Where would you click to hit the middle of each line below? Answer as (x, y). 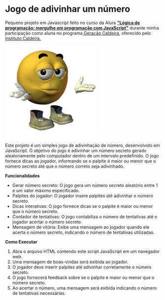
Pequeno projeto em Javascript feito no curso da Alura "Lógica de (73, 23)
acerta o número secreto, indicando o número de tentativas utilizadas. (83, 232)
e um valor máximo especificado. (46, 190)
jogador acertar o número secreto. (47, 222)
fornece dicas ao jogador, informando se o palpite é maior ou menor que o (81, 161)
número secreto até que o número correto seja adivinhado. (65, 166)
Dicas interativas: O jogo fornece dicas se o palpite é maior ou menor (82, 206)
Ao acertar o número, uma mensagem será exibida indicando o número (84, 288)
